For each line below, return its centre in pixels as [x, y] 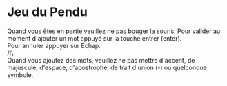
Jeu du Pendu [47, 12]
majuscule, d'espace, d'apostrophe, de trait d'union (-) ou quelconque [107, 67]
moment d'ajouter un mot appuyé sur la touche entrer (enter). [95, 38]
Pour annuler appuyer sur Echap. [54, 45]
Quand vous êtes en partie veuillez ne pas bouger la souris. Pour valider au [114, 31]
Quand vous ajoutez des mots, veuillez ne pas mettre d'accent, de [101, 60]
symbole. [20, 75]
